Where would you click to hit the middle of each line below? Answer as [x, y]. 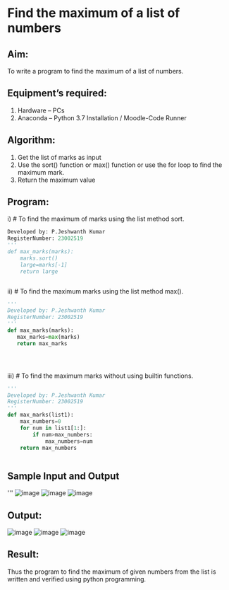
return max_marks [42, 343]
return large [39, 271]
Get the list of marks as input [59, 157]
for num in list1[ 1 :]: [53, 428]
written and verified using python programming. [77, 579]
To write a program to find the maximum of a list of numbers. [95, 71]
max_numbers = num [69, 441]
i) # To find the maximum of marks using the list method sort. [96, 219]
